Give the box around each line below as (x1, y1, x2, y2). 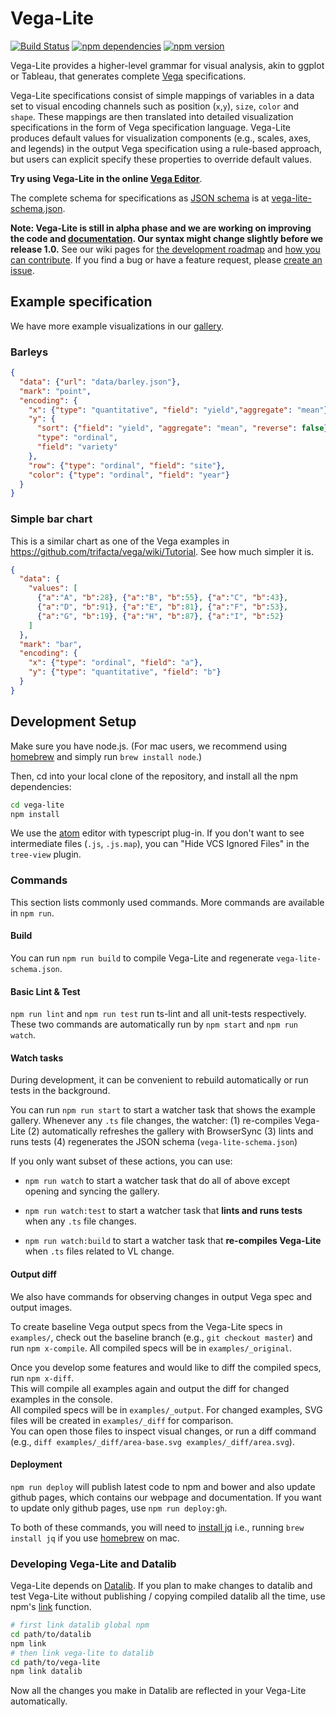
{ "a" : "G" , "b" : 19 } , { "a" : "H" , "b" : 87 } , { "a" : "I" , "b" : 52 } (36, 611, 285, 621)
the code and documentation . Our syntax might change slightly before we (10, 232, 324, 244)
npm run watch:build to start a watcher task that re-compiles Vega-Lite (24, 1235, 322, 1247)
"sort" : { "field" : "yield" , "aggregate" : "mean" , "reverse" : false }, (36, 423, 333, 434)
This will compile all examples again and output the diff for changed (10, 1382, 290, 1394)
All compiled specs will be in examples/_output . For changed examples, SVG (10, 1403, 323, 1416)
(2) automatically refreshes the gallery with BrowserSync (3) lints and (27, 1125, 314, 1137)
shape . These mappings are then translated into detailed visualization (10, 110, 294, 122)
